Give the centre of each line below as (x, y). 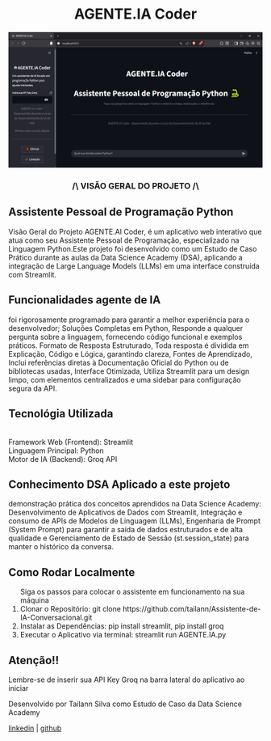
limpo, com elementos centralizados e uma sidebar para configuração (125, 379)
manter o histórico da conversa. (61, 547)
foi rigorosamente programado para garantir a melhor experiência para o (129, 320)
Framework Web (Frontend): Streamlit (71, 442)
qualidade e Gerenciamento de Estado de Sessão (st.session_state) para (129, 538)
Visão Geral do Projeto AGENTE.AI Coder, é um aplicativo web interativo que (135, 231)
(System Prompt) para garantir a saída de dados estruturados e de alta (126, 530)
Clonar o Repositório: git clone (70, 609)
